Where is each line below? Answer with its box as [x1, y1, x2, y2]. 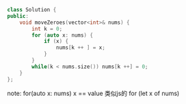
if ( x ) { [43, 38, 69, 45]
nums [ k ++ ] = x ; [55, 44, 106, 51]
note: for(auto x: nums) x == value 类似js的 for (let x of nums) [7, 89, 180, 97]
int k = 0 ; [31, 25, 63, 32]
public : [7, 12, 29, 20]
